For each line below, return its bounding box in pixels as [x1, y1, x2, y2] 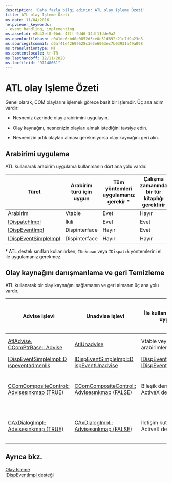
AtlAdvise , [8, 337, 32, 345]
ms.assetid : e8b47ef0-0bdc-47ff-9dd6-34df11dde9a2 [5, 31, 116, 37]
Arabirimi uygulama [5, 150, 70, 158]
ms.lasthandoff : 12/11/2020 [5, 55, 66, 61]
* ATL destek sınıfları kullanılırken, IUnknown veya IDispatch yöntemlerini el [5, 248, 162, 254]
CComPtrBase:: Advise [8, 344, 63, 351]
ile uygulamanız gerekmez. [5, 254, 62, 260]
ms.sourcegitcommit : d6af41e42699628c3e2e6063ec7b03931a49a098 [5, 41, 143, 46]
